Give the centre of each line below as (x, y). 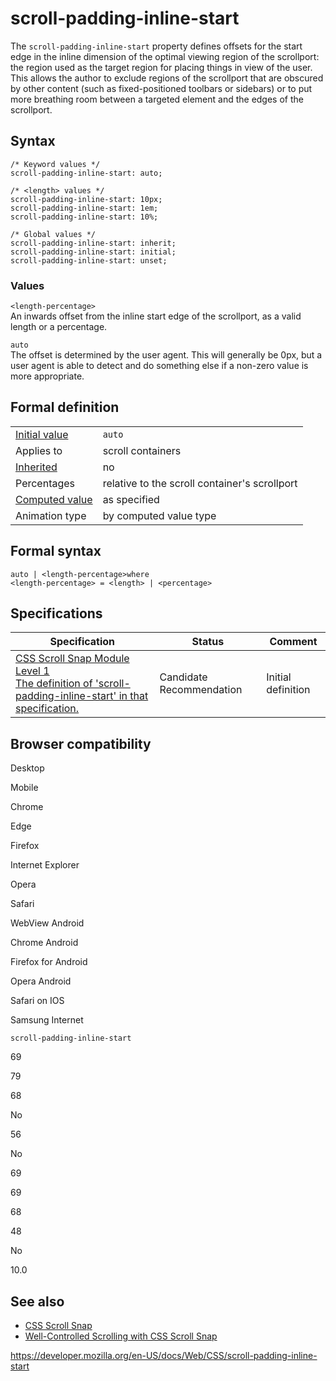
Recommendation (201, 690)
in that (133, 696)
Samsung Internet (47, 1020)
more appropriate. (47, 376)
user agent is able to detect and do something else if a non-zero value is (159, 366)
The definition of (54, 684)
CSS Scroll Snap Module (72, 659)
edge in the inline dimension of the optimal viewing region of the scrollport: (165, 56)
